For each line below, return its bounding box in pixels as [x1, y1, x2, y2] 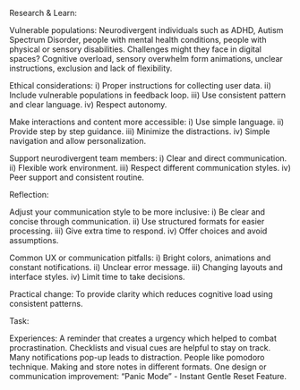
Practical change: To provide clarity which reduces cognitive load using [9, 289, 273, 299]
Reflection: [9, 190, 49, 199]
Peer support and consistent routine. [9, 172, 145, 182]
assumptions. [9, 235, 59, 245]
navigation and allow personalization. [9, 136, 146, 146]
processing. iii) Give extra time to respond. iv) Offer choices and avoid [9, 225, 268, 236]
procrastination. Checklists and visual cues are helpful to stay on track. [9, 343, 271, 352]
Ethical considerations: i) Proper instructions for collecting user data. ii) [9, 81, 271, 90]
